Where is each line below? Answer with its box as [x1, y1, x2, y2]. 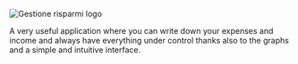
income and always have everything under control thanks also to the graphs [9, 36, 289, 45]
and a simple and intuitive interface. [9, 44, 141, 55]
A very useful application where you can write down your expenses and [9, 26, 274, 36]
